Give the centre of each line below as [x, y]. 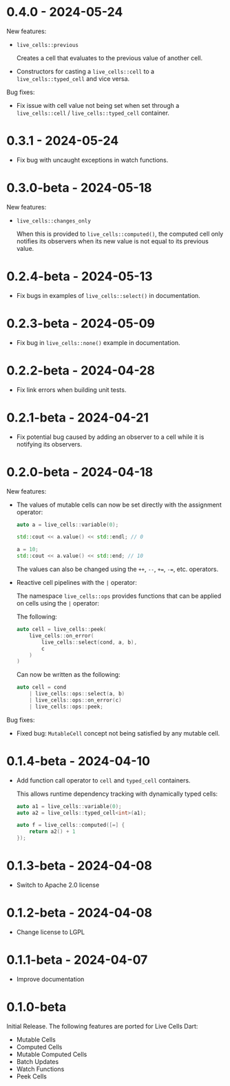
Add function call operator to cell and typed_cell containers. [103, 780]
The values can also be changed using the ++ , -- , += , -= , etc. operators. [117, 569]
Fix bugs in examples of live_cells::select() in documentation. [108, 295]
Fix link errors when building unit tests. [71, 390]
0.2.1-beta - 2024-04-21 [78, 417]
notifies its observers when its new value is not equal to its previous [113, 241]
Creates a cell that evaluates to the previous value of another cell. [109, 58]
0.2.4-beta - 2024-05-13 [80, 277]
